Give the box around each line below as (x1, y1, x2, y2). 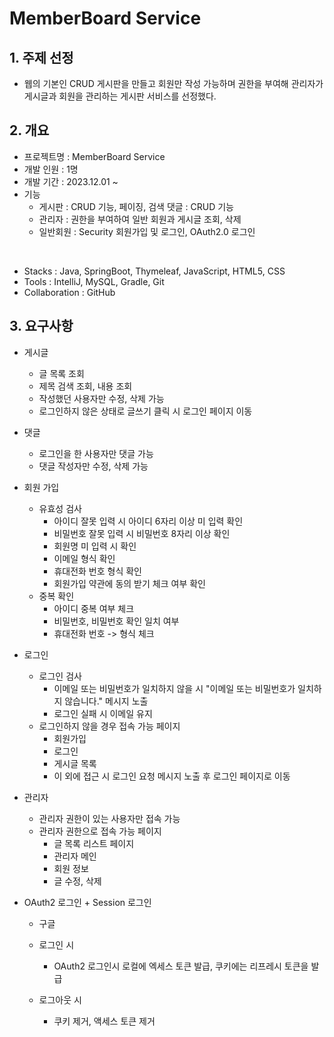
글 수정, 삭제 (53, 875, 102, 887)
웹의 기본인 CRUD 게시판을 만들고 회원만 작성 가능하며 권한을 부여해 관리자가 (23, 78, 324, 89)
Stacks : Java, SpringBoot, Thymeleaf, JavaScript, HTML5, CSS (23, 265, 286, 277)
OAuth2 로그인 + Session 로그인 (23, 896, 152, 908)
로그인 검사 (38, 670, 82, 682)
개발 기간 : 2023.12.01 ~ (23, 175, 119, 187)
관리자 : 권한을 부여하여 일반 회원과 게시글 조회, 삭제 (38, 213, 242, 225)
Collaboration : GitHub (23, 286, 116, 298)
